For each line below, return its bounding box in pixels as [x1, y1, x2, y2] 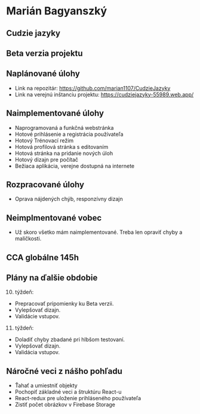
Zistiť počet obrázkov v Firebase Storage [14, 401, 115, 408]
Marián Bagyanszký [6, 4, 107, 18]
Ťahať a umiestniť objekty [14, 382, 78, 389]
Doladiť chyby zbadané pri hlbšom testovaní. [14, 336, 125, 343]
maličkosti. [14, 235, 42, 242]
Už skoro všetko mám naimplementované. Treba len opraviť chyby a [14, 229, 183, 236]
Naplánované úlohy [6, 69, 81, 79]
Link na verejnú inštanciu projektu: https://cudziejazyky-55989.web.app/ [14, 91, 194, 98]
